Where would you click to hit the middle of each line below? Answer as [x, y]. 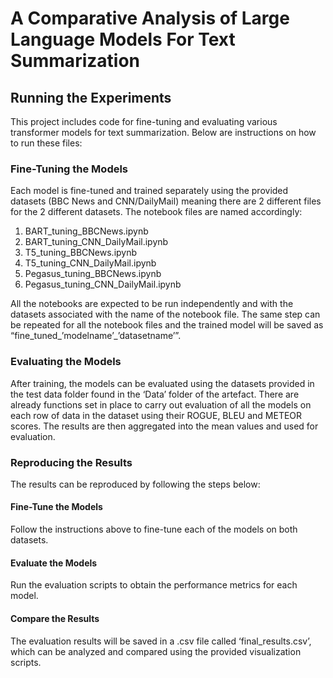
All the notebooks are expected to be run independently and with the [152, 304]
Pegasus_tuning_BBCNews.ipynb [93, 274]
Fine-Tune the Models [56, 507]
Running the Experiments [91, 97]
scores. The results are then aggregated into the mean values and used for [164, 426]
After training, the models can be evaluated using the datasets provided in [162, 383]
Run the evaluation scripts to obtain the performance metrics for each [154, 585]
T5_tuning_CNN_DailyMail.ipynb [90, 263]
